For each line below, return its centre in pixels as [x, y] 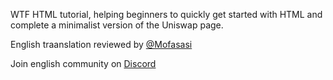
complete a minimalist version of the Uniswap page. [117, 25]
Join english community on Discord [83, 63]
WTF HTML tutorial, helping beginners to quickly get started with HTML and [166, 14]
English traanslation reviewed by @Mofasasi [101, 44]
